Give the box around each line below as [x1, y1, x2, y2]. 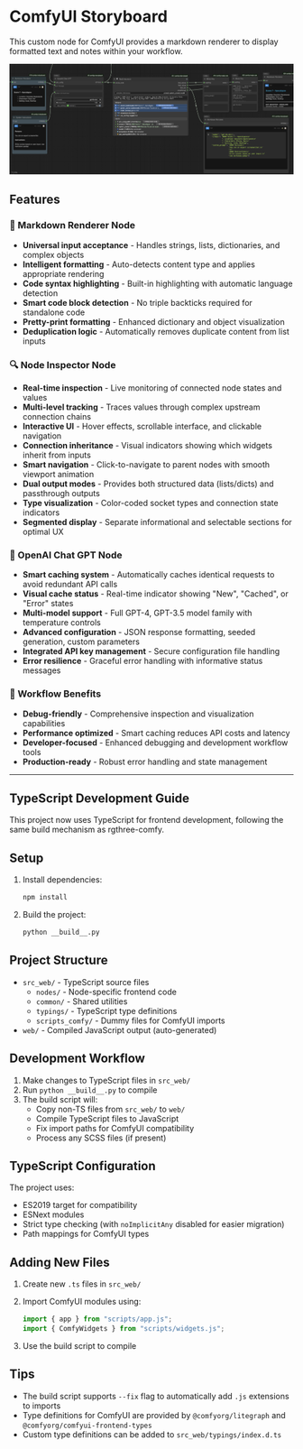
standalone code [22, 307, 86, 318]
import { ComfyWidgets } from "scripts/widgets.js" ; [22, 1324, 225, 1334]
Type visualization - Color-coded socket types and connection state [22, 498, 279, 508]
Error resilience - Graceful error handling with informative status [22, 656, 263, 667]
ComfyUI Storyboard [9, 6, 169, 27]
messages [22, 665, 61, 676]
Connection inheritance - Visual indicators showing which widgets [22, 440, 273, 450]
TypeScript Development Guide [9, 790, 189, 806]
